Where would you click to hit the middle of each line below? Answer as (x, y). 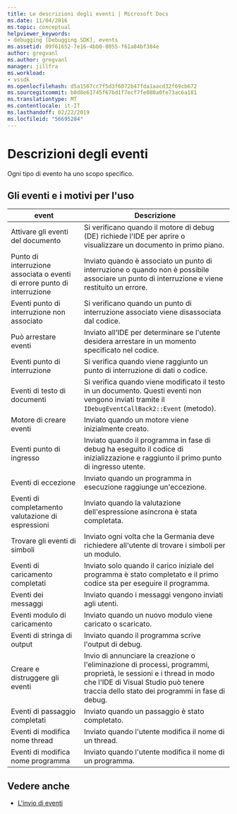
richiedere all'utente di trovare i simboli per (154, 545)
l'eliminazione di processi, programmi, (147, 665)
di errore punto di (39, 283)
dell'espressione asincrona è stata (140, 512)
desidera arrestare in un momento (140, 341)
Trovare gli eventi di (43, 541)
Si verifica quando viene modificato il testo (154, 382)
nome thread (32, 741)
